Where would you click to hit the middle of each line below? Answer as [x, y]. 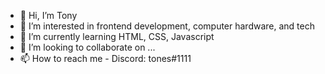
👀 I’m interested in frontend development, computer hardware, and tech [167, 26]
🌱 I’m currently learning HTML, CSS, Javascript [117, 36]
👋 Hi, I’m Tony [48, 15]
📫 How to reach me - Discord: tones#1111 [105, 58]
